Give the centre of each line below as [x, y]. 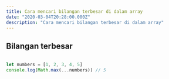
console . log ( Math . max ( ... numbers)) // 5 [56, 70]
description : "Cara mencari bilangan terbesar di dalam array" [85, 22]
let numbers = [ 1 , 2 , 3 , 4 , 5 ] [44, 65]
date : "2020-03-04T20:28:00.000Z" [48, 17]
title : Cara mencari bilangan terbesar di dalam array [75, 11]
